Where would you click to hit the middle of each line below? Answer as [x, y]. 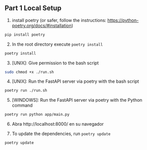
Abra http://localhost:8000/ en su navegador [58, 124]
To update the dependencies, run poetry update [61, 134]
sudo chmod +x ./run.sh [29, 72]
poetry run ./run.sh [26, 91]
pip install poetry [25, 34]
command [22, 105]
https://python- [123, 20]
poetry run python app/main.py [37, 115]
